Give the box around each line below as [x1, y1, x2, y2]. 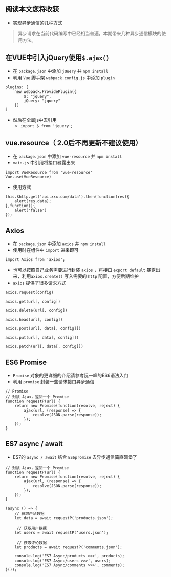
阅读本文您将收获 [5, 5, 59, 14]
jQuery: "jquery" [24, 98, 60, 103]
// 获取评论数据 [16, 540, 47, 545]
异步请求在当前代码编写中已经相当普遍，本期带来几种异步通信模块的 [17, 30, 162, 36]
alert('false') [14, 208, 47, 213]
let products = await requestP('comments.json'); [14, 544, 123, 550]
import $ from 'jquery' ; [20, 122, 73, 128]
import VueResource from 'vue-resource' [5, 170, 93, 175]
